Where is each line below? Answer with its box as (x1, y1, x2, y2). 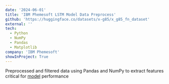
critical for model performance (5, 73, 69, 79)
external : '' (5, 21, 33, 27)
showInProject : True (5, 54, 49, 59)
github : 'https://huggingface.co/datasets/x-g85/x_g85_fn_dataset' (5, 17, 150, 22)
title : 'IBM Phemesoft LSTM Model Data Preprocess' (5, 12, 116, 17)
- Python (10, 31, 28, 36)
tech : (5, 26, 17, 31)
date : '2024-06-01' (5, 7, 46, 13)
